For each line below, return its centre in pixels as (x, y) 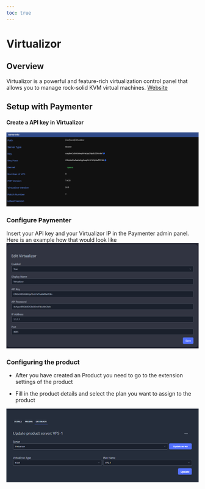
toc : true (19, 13)
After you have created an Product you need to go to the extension (99, 375)
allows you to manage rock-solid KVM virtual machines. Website (87, 87)
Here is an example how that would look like (62, 240)
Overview (25, 66)
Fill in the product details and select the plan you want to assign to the (103, 394)
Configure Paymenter (39, 220)
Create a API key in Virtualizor (45, 122)
